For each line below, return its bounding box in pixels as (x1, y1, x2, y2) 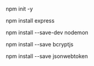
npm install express (5, 17, 55, 24)
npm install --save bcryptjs (5, 41, 74, 48)
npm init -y (5, 5, 33, 12)
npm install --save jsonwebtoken (5, 53, 88, 60)
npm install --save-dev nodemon (5, 29, 89, 36)
